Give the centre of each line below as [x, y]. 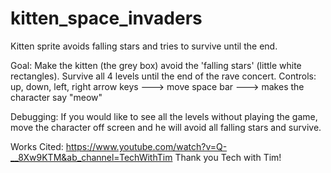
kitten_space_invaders [106, 18]
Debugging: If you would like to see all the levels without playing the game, [164, 116]
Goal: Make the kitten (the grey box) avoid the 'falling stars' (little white [156, 65]
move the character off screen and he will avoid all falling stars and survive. [166, 127]
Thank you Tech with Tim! [228, 157]
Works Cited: [37, 146]
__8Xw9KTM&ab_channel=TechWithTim [91, 157]
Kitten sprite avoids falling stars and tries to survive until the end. [144, 46]
